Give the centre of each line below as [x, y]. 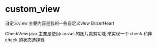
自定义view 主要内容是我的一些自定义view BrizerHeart [60, 23]
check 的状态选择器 [25, 40]
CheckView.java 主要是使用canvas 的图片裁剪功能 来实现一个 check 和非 [79, 33]
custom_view [32, 9]
